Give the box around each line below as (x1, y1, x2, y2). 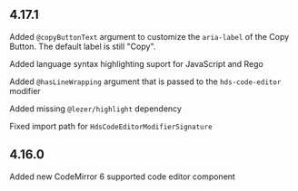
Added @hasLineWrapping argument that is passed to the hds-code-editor (9, 76, 282, 87)
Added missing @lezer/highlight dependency (9, 103, 182, 114)
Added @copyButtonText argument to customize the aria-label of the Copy (9, 31, 290, 42)
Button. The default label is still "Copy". (9, 41, 156, 52)
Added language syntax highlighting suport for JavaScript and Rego (9, 58, 263, 69)
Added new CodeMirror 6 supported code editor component (9, 171, 236, 182)
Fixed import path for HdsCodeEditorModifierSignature (9, 120, 213, 131)
